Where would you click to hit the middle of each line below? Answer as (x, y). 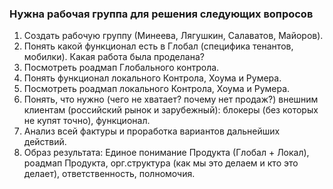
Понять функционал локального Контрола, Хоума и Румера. (152, 78)
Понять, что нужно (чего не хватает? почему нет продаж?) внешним (171, 99)
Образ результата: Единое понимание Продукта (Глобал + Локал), (166, 153)
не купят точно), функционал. (87, 121)
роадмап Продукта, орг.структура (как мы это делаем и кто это (161, 163)
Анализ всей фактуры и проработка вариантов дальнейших (152, 131)
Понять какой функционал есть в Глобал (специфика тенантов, (158, 46)
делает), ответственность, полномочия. (109, 174)
